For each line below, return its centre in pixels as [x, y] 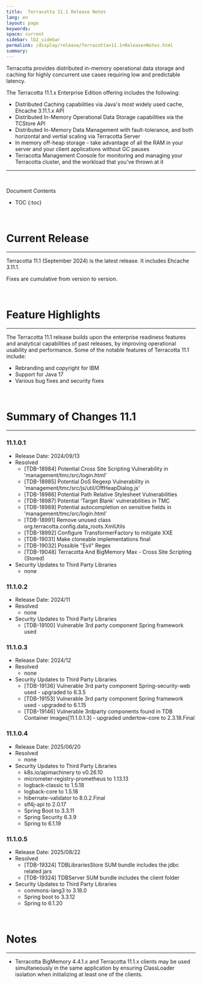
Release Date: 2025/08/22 [48, 852]
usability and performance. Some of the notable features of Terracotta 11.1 [98, 350]
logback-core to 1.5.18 [51, 791]
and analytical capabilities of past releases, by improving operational [91, 343]
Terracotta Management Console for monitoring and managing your [99, 155]
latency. [16, 81]
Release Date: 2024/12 [43, 660]
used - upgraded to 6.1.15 [55, 705]
